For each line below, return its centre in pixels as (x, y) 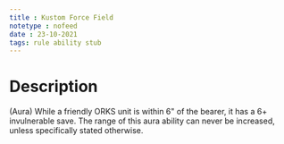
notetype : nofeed (43, 26)
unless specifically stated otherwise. (76, 131)
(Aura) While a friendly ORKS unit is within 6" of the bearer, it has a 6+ (138, 112)
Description (54, 87)
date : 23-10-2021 (43, 34)
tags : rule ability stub (55, 42)
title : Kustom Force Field (62, 17)
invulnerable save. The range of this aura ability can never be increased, (142, 121)
